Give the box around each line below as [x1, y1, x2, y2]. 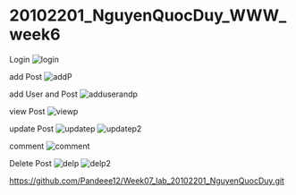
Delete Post [9, 157, 52, 168]
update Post [9, 123, 55, 134]
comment [9, 140, 45, 151]
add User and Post [9, 89, 78, 99]
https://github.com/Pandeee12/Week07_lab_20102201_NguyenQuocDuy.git [9, 175, 284, 186]
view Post [9, 106, 46, 116]
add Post [9, 71, 43, 81]
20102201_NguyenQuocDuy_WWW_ [9, 5, 287, 26]
